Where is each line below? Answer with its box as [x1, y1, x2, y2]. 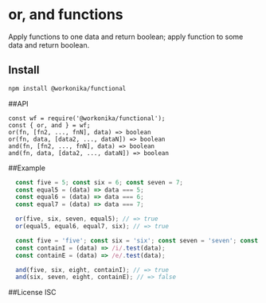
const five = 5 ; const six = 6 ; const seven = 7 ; [15, 178, 183, 186]
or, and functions [8, 6, 123, 24]
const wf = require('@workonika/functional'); [8, 114, 166, 122]
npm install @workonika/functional [8, 84, 127, 92]
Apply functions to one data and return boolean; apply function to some [8, 32, 244, 41]
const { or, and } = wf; [8, 121, 91, 129]
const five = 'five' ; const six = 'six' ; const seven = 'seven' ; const [15, 236, 259, 244]
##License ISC [8, 288, 57, 297]
